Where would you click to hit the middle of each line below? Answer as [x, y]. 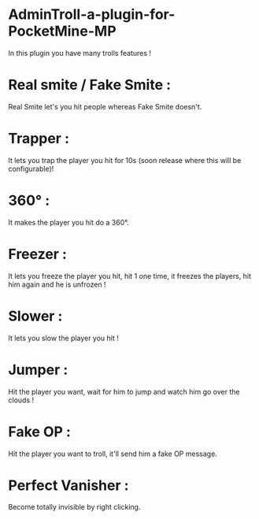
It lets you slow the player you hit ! [64, 338]
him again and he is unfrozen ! [57, 284]
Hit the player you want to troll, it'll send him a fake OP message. [113, 454]
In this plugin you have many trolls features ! [80, 53]
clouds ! [21, 400]
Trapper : [39, 139]
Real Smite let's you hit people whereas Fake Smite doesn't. [105, 106]
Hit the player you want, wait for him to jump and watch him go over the [124, 391]
